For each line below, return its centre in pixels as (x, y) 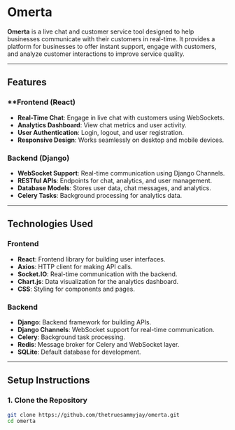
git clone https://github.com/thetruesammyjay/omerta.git (93, 415)
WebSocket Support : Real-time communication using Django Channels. (121, 173)
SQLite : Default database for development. (79, 352)
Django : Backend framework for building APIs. (84, 322)
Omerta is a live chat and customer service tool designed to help (101, 31)
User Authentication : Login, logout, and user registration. (100, 132)
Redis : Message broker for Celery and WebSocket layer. (98, 344)
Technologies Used (50, 224)
